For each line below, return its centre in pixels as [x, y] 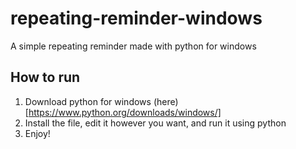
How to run [45, 77]
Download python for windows [88, 101]
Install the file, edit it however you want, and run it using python [155, 123]
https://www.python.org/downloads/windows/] [125, 112]
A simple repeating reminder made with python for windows [133, 46]
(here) [166, 101]
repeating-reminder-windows [136, 18]
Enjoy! [37, 133]
